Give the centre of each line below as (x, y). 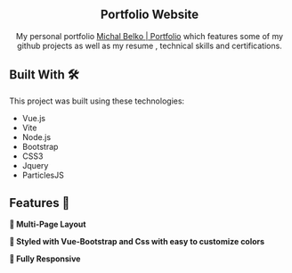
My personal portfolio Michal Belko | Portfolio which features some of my (150, 36)
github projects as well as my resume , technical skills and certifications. (150, 45)
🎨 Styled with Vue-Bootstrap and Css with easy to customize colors (137, 242)
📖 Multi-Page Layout (48, 224)
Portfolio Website (150, 15)
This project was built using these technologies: (97, 101)
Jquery (35, 165)
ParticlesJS (43, 175)
